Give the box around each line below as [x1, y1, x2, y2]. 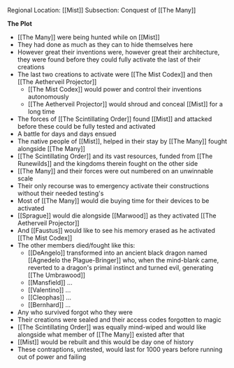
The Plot [7, 20, 33, 27]
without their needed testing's [17, 189, 104, 197]
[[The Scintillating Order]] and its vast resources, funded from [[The [17, 152, 213, 160]
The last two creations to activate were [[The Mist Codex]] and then [17, 70, 213, 78]
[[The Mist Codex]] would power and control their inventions [27, 85, 202, 93]
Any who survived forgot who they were [17, 308, 133, 316]
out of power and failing [17, 353, 87, 361]
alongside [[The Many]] [17, 145, 86, 153]
